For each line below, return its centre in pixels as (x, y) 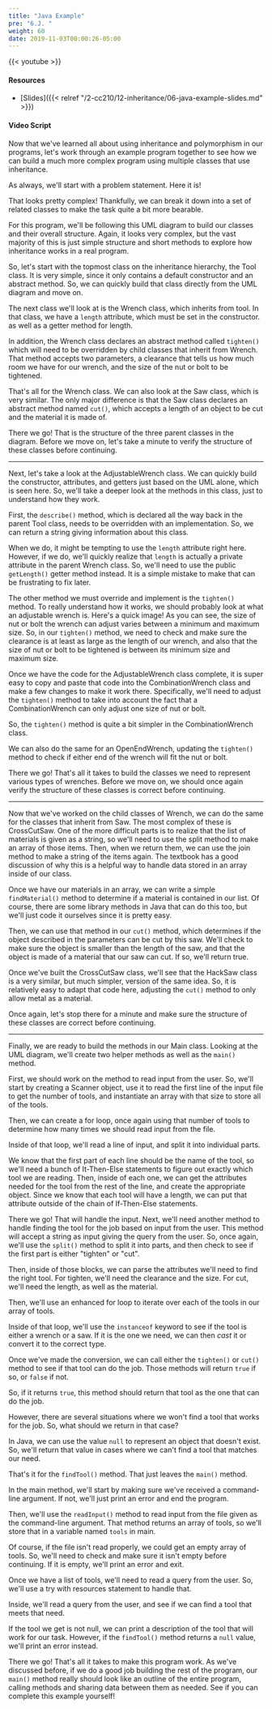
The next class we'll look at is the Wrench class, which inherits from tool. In (134, 308)
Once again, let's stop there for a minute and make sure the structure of (128, 1013)
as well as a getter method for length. (71, 325)
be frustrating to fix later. (50, 582)
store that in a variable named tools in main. (82, 1531)
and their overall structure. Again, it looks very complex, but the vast (122, 233)
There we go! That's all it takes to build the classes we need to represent (130, 773)
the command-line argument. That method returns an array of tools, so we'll (135, 1523)
